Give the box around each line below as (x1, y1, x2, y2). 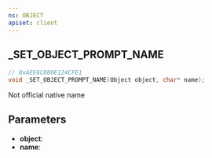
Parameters (8, 113, 67, 127)
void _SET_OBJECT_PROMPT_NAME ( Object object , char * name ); (8, 76, 206, 84)
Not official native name (8, 90, 85, 100)
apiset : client (8, 19, 58, 27)
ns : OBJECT (8, 11, 44, 20)
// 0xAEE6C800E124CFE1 (8, 68, 82, 77)
